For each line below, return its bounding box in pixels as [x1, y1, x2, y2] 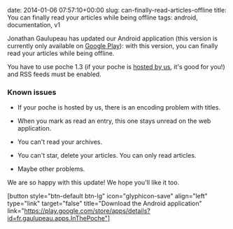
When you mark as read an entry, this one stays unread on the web [17, 117, 211, 125]
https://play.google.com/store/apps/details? [24, 207, 150, 215]
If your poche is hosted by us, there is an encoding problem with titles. [17, 103, 221, 112]
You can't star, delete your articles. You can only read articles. [17, 152, 197, 160]
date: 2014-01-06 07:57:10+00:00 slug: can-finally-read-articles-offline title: [7, 6, 227, 14]
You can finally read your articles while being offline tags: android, [7, 13, 198, 22]
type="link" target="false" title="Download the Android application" [7, 199, 203, 208]
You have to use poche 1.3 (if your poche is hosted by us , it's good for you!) [7, 63, 225, 71]
